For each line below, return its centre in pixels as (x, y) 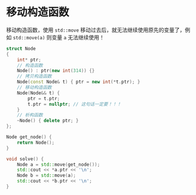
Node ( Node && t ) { (39, 93)
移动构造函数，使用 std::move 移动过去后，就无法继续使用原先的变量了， (96, 30)
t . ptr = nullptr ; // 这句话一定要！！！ (74, 104)
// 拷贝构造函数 (34, 76)
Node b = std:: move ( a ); (47, 176)
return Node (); (36, 143)
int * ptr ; (29, 60)
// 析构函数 (30, 115)
